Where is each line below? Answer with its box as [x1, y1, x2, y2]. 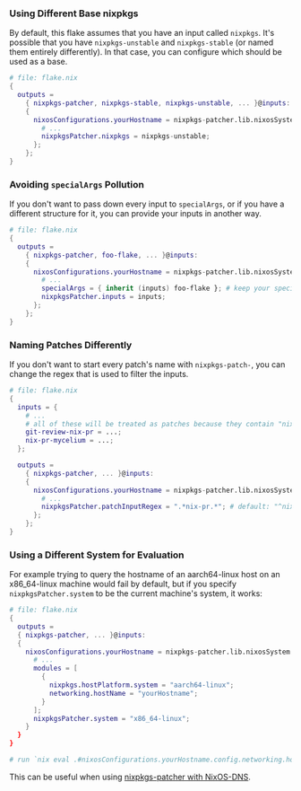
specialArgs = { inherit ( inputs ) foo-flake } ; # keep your [41, 284, 271, 294]
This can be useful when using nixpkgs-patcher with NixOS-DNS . [9, 771, 251, 782]
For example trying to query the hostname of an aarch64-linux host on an [9, 569, 280, 580]
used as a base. [9, 57, 68, 67]
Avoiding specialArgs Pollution [9, 178, 145, 190]
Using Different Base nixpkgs [9, 7, 139, 20]
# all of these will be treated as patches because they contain [25, 419, 275, 428]
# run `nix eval [9, 755, 70, 765]
